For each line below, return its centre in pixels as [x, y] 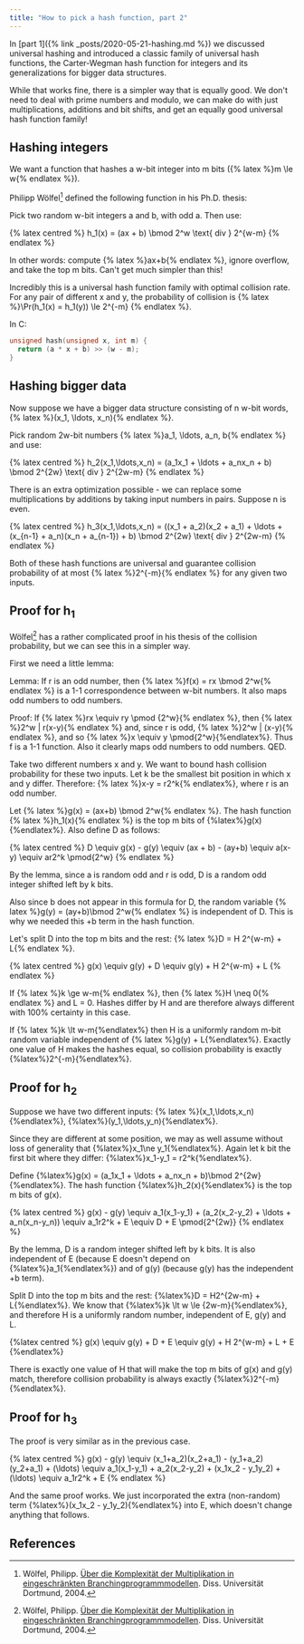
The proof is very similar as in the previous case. [100, 1441]
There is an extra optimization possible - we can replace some [125, 489]
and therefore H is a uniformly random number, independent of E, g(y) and [148, 1315]
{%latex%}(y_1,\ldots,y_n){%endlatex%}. [143, 1121]
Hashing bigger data [68, 386]
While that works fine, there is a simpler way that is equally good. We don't [148, 90]
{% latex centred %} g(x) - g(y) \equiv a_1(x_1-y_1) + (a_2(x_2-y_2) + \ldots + [150, 1213]
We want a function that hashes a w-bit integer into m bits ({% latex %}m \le [152, 169]
